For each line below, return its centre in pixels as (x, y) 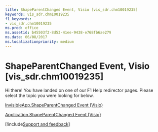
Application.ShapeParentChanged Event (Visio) (53, 114)
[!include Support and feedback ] (38, 124)
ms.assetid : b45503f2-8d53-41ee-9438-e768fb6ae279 (58, 33)
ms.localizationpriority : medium (39, 42)
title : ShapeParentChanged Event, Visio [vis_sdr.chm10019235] (72, 10)
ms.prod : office (22, 28)
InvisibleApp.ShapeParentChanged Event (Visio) (54, 105)
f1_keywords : (19, 19)
